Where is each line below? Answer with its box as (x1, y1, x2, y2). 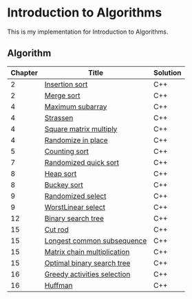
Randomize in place (44, 135, 108, 145)
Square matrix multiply (44, 124, 118, 133)
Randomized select (44, 191, 107, 201)
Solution (153, 67, 182, 77)
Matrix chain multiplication (44, 247, 130, 256)
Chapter (10, 67, 38, 77)
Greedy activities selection (44, 269, 131, 279)
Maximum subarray (44, 102, 107, 111)
